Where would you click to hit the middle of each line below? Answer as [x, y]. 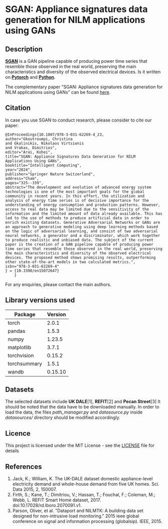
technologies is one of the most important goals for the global [75, 192]
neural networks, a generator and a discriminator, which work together [83, 235]
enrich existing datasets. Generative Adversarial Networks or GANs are [83, 222]
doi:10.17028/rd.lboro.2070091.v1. [47, 505]
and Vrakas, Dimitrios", [31, 148]
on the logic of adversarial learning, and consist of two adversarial [81, 231]
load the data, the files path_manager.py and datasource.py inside [74, 412]
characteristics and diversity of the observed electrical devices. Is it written [83, 72]
